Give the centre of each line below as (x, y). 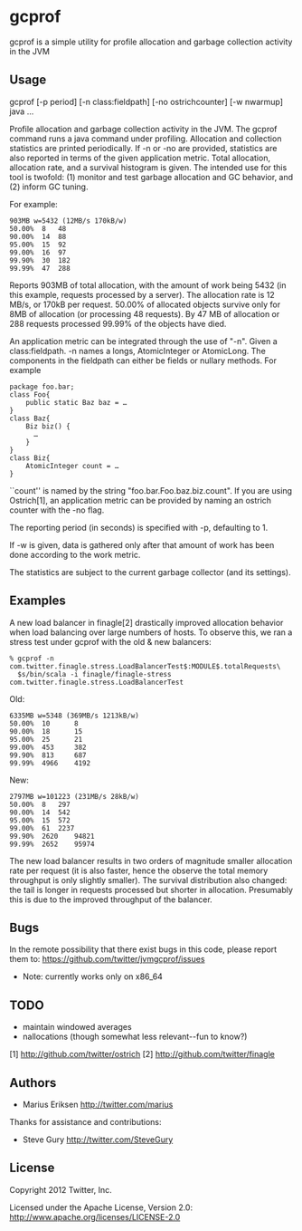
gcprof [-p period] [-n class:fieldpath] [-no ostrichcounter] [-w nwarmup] (146, 101)
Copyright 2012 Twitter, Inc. (61, 1189)
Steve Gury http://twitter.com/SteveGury (98, 1140)
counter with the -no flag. (57, 510)
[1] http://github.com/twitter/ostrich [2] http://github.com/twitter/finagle (142, 1054)
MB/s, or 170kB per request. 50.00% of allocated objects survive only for (145, 304)
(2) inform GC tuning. (49, 187)
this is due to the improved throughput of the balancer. (111, 899)
